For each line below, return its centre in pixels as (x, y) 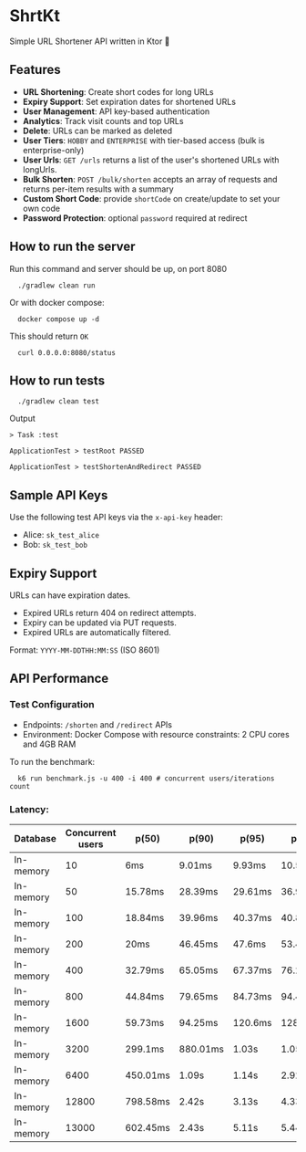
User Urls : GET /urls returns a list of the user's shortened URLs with (151, 160)
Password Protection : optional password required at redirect (135, 218)
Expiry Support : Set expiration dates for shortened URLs (129, 101)
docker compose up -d (59, 319)
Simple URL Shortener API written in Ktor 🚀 (90, 41)
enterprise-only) (53, 150)
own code (41, 208)
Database (36, 838)
